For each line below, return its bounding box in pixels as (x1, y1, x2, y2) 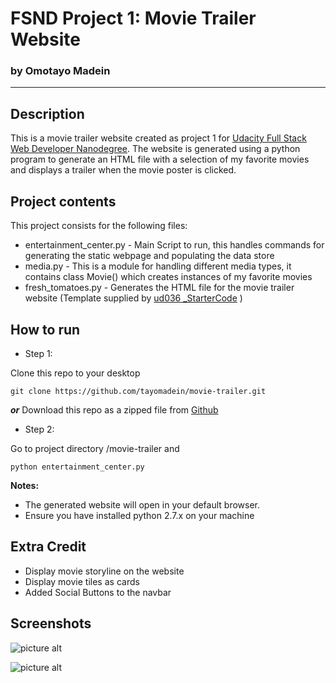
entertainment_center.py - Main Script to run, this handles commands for (24, 239, 325, 251)
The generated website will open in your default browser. (24, 498, 261, 511)
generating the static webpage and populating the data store (24, 250, 275, 262)
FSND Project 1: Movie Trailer (10, 7, 257, 30)
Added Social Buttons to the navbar (24, 586, 172, 598)
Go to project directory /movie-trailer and (10, 442, 180, 454)
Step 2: (24, 423, 55, 435)
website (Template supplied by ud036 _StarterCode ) (24, 292, 243, 304)
